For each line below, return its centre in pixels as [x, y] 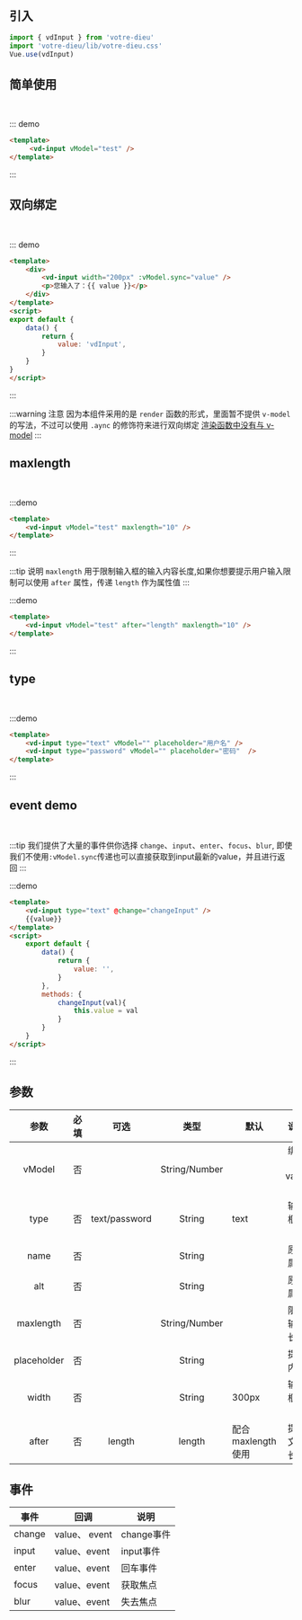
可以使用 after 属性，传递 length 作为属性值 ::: [103, 583]
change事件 [146, 1535]
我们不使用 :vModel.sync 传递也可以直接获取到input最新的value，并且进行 [143, 856]
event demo [44, 805]
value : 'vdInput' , [92, 344]
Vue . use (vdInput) [42, 54]
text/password [122, 1218]
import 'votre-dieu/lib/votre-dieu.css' [86, 46]
